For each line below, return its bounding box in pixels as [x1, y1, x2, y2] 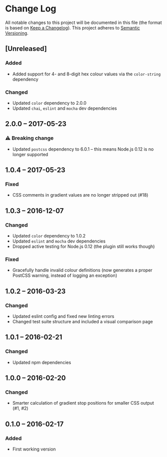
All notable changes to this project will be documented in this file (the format [5, 19, 162, 25]
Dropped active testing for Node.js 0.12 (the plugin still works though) [12, 243, 155, 249]
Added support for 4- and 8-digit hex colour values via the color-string [12, 71, 161, 77]
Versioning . [5, 30, 29, 36]
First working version [12, 446, 56, 452]
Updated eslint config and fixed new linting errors [12, 313, 115, 319]
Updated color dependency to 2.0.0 [12, 100, 87, 106]
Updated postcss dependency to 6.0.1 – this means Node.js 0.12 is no [12, 146, 154, 152]
